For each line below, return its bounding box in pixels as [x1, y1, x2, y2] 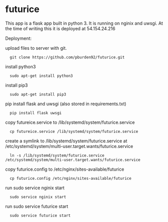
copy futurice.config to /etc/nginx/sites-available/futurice [5, 166, 124, 172]
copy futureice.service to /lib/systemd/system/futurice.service [5, 119, 135, 125]
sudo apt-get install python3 [10, 73, 73, 79]
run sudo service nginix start [5, 185, 65, 191]
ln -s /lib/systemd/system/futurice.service [10, 153, 105, 158]
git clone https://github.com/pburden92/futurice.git [10, 54, 125, 60]
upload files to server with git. [5, 45, 67, 51]
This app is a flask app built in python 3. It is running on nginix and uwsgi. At [5, 20, 163, 26]
